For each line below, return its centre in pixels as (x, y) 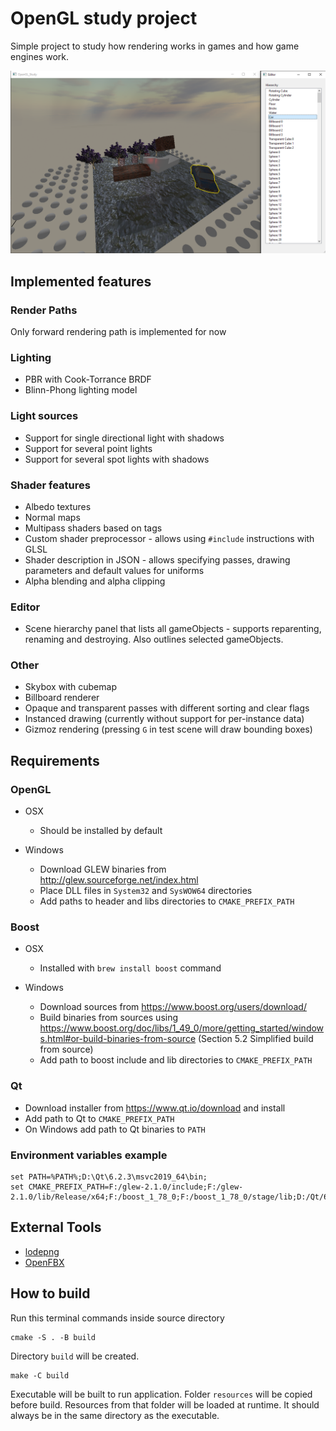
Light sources (44, 416)
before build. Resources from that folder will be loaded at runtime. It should (165, 1404)
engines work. (39, 56)
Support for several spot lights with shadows (117, 459)
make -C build (40, 1375)
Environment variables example (89, 1155)
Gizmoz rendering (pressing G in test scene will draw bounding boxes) (168, 729)
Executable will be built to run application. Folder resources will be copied (161, 1394)
